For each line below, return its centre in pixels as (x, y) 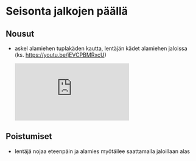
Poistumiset (29, 136)
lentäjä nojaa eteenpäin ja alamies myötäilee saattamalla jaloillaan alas (102, 151)
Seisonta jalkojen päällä (67, 11)
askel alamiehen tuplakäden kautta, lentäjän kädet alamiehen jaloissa (101, 48)
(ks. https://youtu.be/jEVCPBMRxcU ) (61, 55)
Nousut (20, 34)
